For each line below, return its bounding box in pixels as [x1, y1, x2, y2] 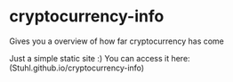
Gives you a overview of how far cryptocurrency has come [9, 36, 225, 46]
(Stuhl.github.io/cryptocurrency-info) [9, 62, 145, 73]
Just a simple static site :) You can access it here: [9, 53, 190, 63]
